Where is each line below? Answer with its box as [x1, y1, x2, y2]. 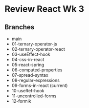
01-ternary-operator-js [11, 41, 57, 47]
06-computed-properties [11, 67, 63, 73]
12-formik [11, 98, 31, 104]
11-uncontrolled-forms [11, 93, 57, 99]
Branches [4, 23, 35, 31]
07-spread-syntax [11, 72, 48, 78]
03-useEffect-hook [11, 51, 51, 57]
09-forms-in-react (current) [11, 83, 68, 88]
